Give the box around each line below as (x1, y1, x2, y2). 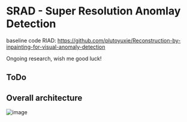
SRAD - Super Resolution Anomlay (6, 4, 181, 18)
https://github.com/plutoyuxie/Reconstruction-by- (57, 37, 181, 44)
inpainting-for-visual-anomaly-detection (6, 43, 105, 50)
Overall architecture (6, 93, 83, 103)
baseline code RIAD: (6, 37, 56, 44)
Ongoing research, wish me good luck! (6, 55, 102, 62)
